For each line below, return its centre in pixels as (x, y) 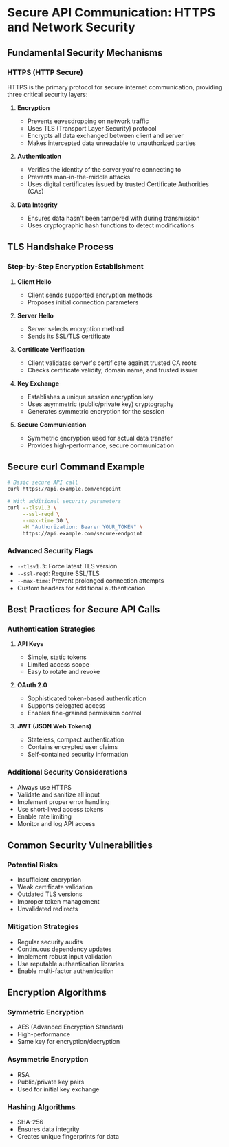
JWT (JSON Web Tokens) (54, 726)
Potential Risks (33, 865)
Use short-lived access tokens (60, 809)
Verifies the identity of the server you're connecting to (104, 169)
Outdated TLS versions (50, 894)
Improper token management (58, 902)
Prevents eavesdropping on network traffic (88, 121)
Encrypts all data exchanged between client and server (105, 135)
